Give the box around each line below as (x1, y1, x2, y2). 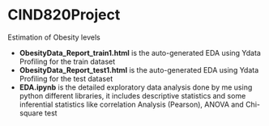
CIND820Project (7, 6, 121, 24)
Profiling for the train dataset (19, 57, 116, 66)
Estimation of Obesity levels (7, 32, 100, 42)
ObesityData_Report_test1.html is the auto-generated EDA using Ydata (19, 65, 259, 74)
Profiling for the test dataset (19, 73, 113, 83)
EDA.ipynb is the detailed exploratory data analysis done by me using (19, 82, 253, 92)
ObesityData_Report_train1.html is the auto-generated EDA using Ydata (19, 48, 261, 57)
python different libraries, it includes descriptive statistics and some (19, 90, 246, 100)
